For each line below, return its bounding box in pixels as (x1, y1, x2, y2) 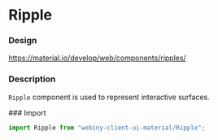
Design (8, 35, 37, 46)
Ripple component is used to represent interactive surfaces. (8, 92, 210, 102)
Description (8, 73, 56, 85)
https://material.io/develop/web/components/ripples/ (8, 53, 186, 63)
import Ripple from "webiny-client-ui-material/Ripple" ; (8, 124, 206, 132)
